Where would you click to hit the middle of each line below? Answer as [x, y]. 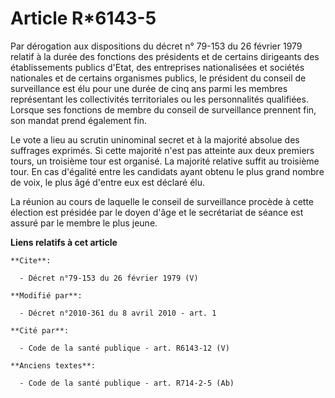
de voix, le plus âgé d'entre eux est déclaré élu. [108, 182]
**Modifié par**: [46, 295]
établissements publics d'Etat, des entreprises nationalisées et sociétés [157, 67]
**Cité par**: [40, 330]
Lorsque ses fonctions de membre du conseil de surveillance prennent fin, [163, 109]
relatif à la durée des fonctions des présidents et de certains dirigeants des [165, 56]
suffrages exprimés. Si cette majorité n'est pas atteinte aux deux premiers [162, 150]
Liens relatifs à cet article [64, 242]
